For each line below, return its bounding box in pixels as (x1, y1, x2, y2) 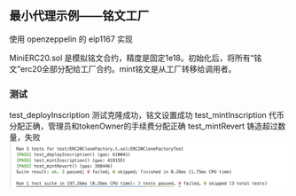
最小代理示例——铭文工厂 (9, 8, 149, 24)
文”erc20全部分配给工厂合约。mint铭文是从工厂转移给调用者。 (9, 63, 237, 74)
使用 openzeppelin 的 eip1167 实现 (9, 34, 133, 44)
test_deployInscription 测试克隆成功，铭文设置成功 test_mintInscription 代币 (9, 110, 285, 121)
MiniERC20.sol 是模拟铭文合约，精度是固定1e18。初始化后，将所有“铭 (9, 52, 262, 63)
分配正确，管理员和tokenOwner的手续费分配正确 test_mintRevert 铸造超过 (9, 121, 278, 131)
